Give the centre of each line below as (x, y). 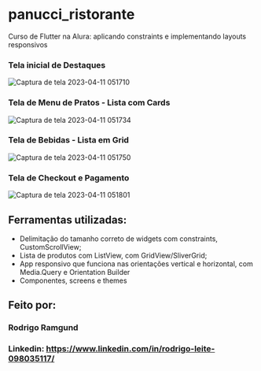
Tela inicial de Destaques (57, 65)
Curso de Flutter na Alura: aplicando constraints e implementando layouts (127, 36)
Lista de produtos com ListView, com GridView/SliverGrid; (113, 255)
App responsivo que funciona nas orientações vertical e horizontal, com (136, 263)
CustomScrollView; (50, 247)
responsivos (28, 44)
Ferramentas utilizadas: (68, 219)
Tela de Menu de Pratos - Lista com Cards (89, 102)
